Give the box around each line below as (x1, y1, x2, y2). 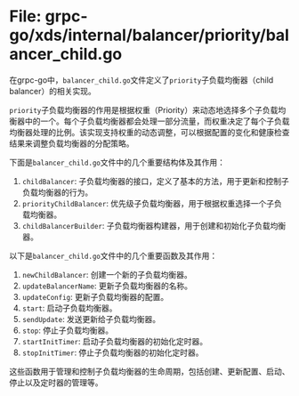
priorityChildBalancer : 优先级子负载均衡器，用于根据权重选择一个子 (21, 198, 275, 208)
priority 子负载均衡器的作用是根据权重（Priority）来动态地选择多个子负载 (9, 104, 279, 115)
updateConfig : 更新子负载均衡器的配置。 (21, 291, 169, 302)
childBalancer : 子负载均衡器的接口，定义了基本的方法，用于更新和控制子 (21, 175, 289, 186)
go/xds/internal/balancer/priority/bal (9, 25, 289, 45)
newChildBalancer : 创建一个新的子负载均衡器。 (21, 269, 193, 279)
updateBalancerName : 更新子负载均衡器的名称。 (21, 280, 193, 291)
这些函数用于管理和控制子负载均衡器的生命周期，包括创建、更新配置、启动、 (9, 366, 290, 376)
